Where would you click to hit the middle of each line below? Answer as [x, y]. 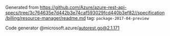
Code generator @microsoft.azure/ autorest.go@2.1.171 [63, 28]
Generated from [22, 7]
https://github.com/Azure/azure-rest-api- [83, 7]
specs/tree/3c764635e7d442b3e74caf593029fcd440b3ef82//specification [85, 13]
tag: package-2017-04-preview [118, 18]
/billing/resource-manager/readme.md [45, 18]
